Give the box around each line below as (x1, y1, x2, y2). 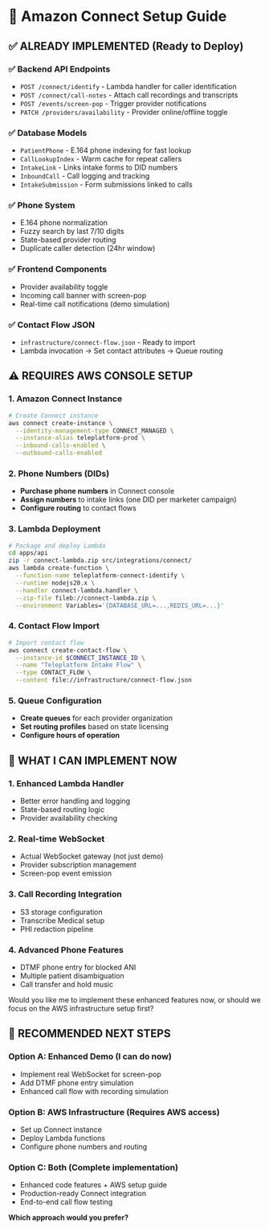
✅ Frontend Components (8, 264, 107, 275)
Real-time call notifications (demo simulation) (19, 299, 170, 309)
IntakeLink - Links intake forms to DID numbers (19, 162, 178, 172)
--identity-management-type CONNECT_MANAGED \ (15, 426, 174, 435)
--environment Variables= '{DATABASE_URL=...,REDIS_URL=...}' (15, 601, 225, 609)
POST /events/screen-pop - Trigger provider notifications (19, 98, 207, 108)
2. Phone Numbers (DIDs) (8, 468, 110, 479)
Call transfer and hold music (19, 979, 114, 989)
